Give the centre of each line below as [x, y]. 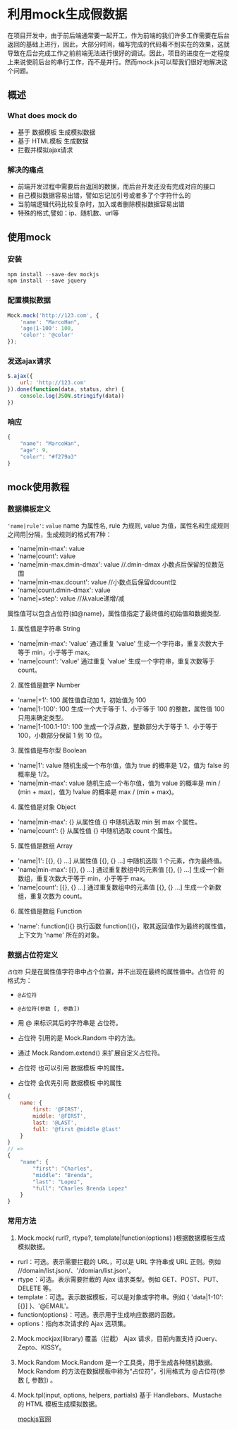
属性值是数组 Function [50, 911]
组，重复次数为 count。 [51, 896]
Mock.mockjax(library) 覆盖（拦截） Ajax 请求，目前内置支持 [105, 1338]
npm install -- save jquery [47, 281]
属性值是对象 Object [47, 807]
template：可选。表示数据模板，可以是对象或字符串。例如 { [103, 1296]
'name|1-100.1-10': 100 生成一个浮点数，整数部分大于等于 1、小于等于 [117, 727]
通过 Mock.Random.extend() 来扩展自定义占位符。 [91, 1053]
